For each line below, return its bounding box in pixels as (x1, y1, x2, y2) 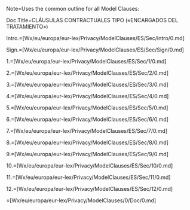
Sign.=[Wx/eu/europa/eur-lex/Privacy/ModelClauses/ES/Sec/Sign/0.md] (6, 46, 184, 53)
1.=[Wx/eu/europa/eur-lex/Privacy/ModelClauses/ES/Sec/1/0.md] (6, 58, 167, 65)
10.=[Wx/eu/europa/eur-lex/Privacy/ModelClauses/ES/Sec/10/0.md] (6, 162, 173, 169)
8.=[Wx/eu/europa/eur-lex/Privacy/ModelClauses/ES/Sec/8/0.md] (6, 139, 169, 146)
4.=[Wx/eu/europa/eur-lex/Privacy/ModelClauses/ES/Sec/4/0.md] (6, 93, 169, 99)
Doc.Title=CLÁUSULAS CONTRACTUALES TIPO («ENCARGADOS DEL (6, 17, 178, 23)
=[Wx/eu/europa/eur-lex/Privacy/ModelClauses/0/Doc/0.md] (6, 197, 157, 204)
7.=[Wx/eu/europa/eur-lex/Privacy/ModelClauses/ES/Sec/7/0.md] (6, 127, 168, 134)
